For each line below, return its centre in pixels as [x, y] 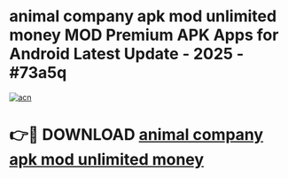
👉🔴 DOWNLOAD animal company [136, 135]
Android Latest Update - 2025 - [127, 54]
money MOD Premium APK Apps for [144, 35]
